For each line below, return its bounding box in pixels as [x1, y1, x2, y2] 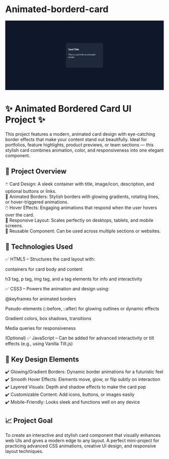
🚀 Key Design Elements [5, 355, 79, 364]
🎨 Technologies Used [5, 242, 73, 251]
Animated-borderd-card [5, 4, 109, 15]
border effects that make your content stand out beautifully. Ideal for [5, 136, 147, 142]
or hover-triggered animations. [5, 198, 69, 205]
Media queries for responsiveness [5, 325, 76, 331]
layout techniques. [5, 448, 44, 454]
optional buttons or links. [5, 188, 57, 194]
